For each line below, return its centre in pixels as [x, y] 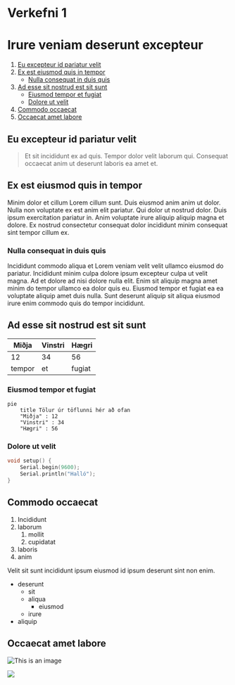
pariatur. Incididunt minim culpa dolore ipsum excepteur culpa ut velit [107, 274]
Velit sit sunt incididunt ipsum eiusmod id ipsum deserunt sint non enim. [111, 570]
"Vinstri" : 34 [42, 423]
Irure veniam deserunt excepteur [106, 45]
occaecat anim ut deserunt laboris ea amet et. [91, 163]
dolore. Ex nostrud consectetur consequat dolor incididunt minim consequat [118, 225]
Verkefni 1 [37, 13]
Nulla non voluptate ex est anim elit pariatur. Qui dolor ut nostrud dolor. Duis [117, 210]
